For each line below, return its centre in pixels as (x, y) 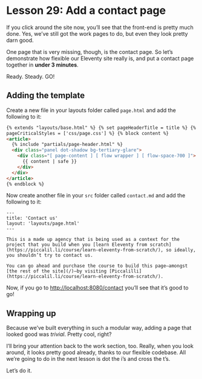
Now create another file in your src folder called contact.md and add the (96, 196)
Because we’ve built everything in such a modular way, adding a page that (99, 328)
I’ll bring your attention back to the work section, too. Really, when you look (100, 346)
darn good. (20, 40)
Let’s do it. (19, 371)
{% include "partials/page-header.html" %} (67, 145)
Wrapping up (31, 313)
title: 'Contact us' (32, 219)
